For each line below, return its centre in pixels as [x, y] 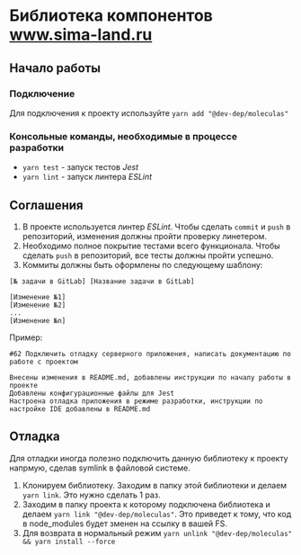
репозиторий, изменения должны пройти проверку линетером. [145, 236]
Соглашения [46, 205]
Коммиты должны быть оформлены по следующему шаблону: [142, 264]
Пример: [26, 337]
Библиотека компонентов [111, 16]
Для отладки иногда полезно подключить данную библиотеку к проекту [149, 458]
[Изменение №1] [38, 297]
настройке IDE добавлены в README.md [80, 409]
